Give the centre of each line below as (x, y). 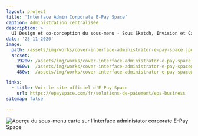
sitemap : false (25, 99)
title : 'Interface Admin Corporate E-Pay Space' (67, 17)
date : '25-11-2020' (30, 39)
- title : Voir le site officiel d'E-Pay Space (70, 88)
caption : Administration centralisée (52, 22)
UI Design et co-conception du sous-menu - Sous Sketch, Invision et (98, 34)
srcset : (21, 55)
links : (14, 82)
